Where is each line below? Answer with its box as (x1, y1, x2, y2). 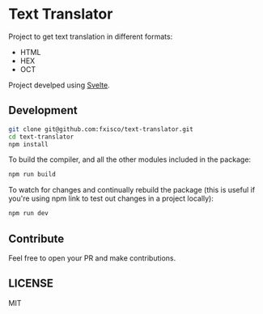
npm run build (8, 171, 57, 179)
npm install (8, 140, 49, 148)
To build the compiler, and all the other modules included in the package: (8, 155, 252, 164)
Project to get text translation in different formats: (8, 32, 173, 41)
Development (8, 104, 78, 117)
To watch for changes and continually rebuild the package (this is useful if (8, 185, 256, 195)
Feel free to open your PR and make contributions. (8, 252, 176, 263)
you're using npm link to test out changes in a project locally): (8, 193, 214, 203)
